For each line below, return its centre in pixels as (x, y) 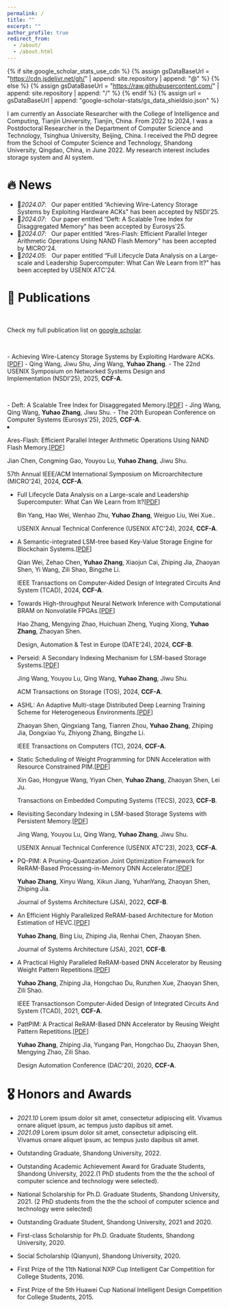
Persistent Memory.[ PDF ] (53, 821)
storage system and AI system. (51, 157)
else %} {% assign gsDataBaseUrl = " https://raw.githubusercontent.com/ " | (113, 86)
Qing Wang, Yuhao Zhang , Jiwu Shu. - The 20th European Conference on (111, 412)
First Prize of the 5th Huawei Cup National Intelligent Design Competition (119, 1289)
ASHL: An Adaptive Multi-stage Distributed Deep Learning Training (111, 705)
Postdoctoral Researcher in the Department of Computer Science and (105, 128)
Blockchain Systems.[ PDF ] (54, 548)
